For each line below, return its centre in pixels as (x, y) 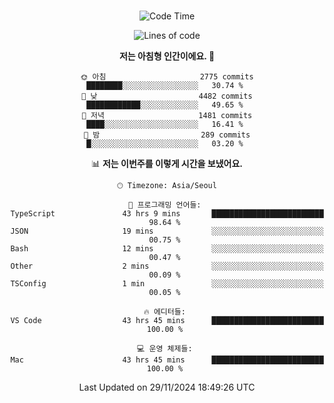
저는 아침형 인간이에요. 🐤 (167, 56)
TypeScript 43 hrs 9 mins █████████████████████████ (167, 214)
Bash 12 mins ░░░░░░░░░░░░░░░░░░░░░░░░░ (167, 249)
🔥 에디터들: (164, 312)
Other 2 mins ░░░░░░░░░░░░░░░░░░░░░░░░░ (167, 266)
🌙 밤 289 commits (167, 135)
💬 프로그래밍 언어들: (165, 205)
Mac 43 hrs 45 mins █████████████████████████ (167, 360)
